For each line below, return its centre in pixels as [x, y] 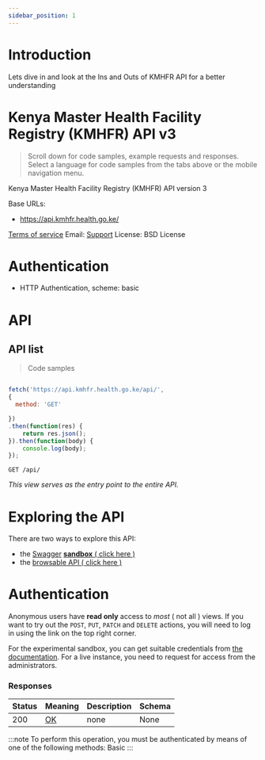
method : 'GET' [38, 405]
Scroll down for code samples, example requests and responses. [133, 156]
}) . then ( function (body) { [51, 441]
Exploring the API [66, 517]
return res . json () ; [55, 433]
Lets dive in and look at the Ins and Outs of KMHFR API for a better [117, 77]
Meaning [62, 706]
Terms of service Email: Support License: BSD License [97, 234]
